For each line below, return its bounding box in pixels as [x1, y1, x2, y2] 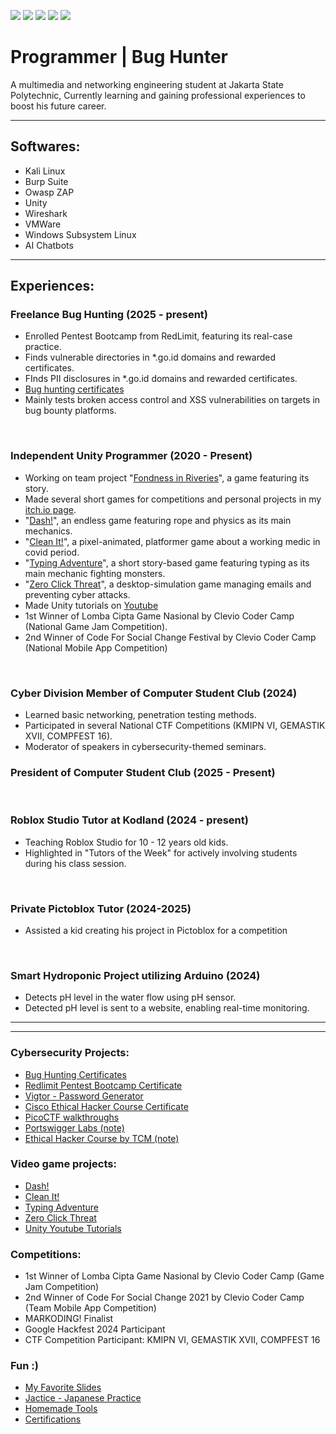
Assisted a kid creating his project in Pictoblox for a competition [24, 924, 288, 936]
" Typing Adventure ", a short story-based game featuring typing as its [24, 556, 310, 569]
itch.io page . [24, 503, 77, 515]
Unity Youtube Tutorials [24, 1222, 122, 1234]
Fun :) [10, 1359, 39, 1373]
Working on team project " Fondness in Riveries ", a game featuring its [24, 471, 310, 484]
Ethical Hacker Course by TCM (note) [24, 1132, 180, 1144]
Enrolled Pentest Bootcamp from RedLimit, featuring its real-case [24, 330, 293, 342]
